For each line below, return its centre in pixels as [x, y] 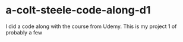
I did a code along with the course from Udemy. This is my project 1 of [91, 26]
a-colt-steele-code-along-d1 [78, 10]
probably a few [24, 32]
